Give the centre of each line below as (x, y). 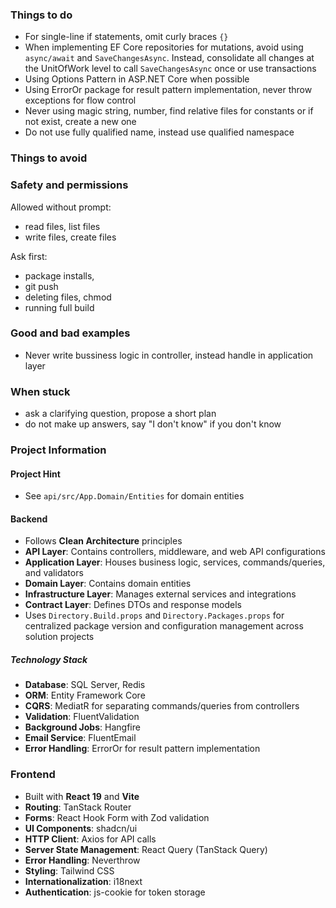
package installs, (59, 275)
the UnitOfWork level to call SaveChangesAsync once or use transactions (170, 69)
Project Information (58, 450)
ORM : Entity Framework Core (85, 695)
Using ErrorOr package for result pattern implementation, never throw (168, 90)
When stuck (40, 391)
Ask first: (29, 256)
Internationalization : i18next (83, 881)
